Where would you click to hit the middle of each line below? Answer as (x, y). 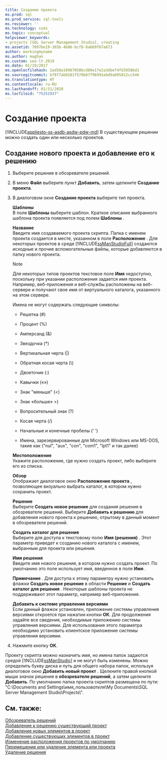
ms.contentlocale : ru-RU (31, 84)
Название (23, 228)
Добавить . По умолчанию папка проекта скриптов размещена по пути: (82, 682)
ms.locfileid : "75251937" (32, 94)
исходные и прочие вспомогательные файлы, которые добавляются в (87, 249)
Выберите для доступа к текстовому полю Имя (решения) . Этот (82, 538)
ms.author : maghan (24, 56)
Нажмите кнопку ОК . (35, 645)
